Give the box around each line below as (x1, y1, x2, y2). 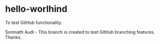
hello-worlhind (5, 3, 68, 15)
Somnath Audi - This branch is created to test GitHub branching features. (5, 29, 155, 35)
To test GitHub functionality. (5, 20, 63, 25)
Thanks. (5, 34, 22, 40)
